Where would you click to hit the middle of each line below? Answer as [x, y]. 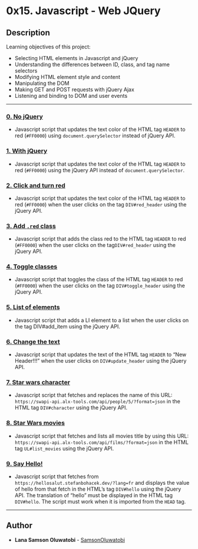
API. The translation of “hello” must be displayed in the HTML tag [93, 495]
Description [28, 33]
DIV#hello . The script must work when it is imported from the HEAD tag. [100, 501]
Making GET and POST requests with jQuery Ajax [74, 89]
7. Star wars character [38, 382]
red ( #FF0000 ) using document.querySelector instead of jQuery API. [95, 136]
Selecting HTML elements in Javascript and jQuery [76, 58]
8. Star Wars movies [35, 423]
